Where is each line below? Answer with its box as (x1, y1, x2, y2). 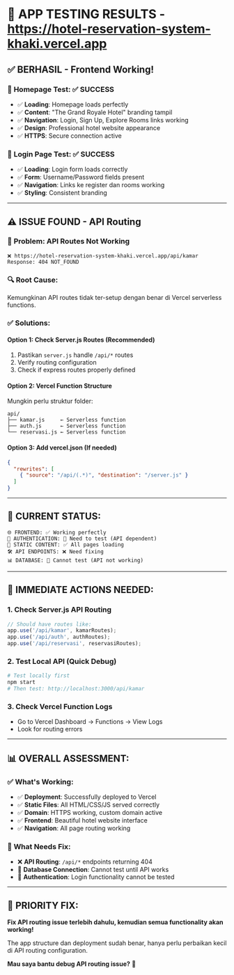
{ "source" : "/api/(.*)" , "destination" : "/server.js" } (19, 472, 189, 479)
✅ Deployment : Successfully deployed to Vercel (17, 793, 157, 801)
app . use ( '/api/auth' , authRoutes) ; (7, 633, 111, 641)
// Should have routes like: (7, 621, 92, 628)
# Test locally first (7, 672, 70, 679)
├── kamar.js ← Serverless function (7, 417, 127, 424)
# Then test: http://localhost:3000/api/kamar (7, 685, 145, 692)
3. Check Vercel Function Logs (7, 701, 113, 711)
